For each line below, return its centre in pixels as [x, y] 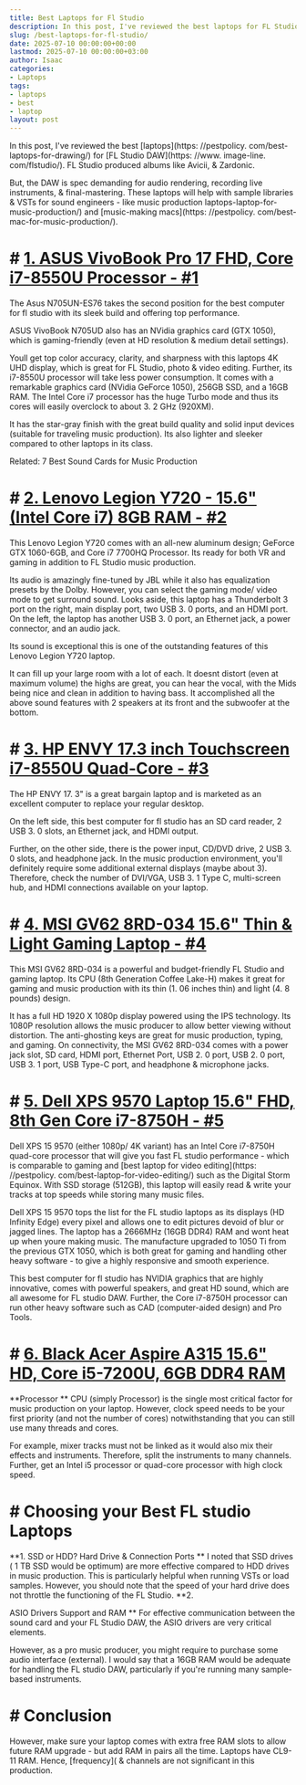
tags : [20, 86]
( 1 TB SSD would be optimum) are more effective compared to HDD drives [149, 1566]
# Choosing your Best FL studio [130, 1511]
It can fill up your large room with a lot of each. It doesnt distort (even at [144, 673]
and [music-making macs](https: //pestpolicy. [170, 212]
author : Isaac [36, 60]
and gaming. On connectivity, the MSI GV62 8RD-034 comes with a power [149, 1045]
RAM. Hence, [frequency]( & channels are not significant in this [136, 1760]
